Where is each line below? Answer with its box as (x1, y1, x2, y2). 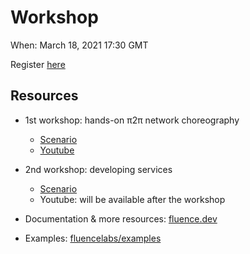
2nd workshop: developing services (24, 163, 173, 175)
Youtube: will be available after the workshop (39, 193, 226, 205)
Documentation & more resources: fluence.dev (24, 212, 218, 225)
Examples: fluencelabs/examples (24, 232, 162, 244)
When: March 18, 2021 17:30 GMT (10, 39, 149, 51)
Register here (10, 58, 66, 70)
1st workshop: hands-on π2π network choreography (24, 114, 240, 126)
